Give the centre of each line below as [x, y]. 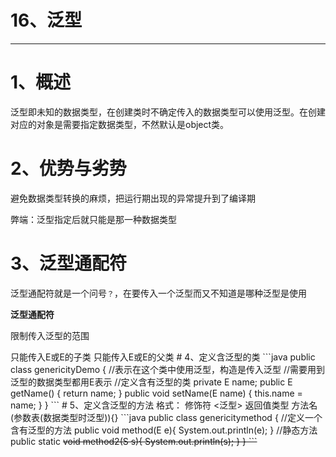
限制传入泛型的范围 [50, 335]
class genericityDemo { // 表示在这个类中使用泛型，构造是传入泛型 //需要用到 [168, 369]
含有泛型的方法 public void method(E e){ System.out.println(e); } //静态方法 [164, 430]
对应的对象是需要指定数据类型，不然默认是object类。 [120, 124]
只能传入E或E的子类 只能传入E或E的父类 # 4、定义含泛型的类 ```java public [163, 357]
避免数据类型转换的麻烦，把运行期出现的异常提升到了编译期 [133, 198]
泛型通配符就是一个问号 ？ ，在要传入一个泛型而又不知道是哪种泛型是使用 [158, 293]
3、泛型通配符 [69, 263]
